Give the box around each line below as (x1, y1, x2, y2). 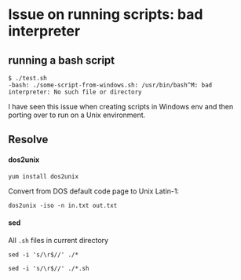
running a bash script (8, 53, 115, 67)
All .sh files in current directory (8, 235, 108, 245)
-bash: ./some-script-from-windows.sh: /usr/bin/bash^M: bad (8, 81, 213, 89)
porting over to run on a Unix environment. (8, 110, 146, 120)
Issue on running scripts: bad (8, 6, 203, 24)
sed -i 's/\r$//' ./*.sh (8, 264, 89, 272)
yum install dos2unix (8, 172, 79, 180)
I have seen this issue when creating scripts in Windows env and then (8, 102, 234, 111)
